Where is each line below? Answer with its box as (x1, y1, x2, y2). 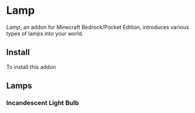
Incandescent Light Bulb (6, 99, 79, 107)
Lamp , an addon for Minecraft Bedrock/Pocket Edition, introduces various (6, 23, 190, 31)
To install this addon (6, 63, 56, 70)
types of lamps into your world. (6, 29, 84, 37)
